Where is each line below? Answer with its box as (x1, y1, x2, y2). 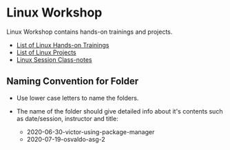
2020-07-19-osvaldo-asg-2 (26, 135, 106, 143)
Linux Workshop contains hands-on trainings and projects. (6, 28, 173, 36)
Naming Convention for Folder (6, 76, 139, 87)
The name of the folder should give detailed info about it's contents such (16, 107, 223, 115)
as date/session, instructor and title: (16, 114, 118, 122)
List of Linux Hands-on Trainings (16, 41, 109, 49)
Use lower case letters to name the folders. (16, 94, 139, 102)
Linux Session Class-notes (16, 55, 92, 63)
